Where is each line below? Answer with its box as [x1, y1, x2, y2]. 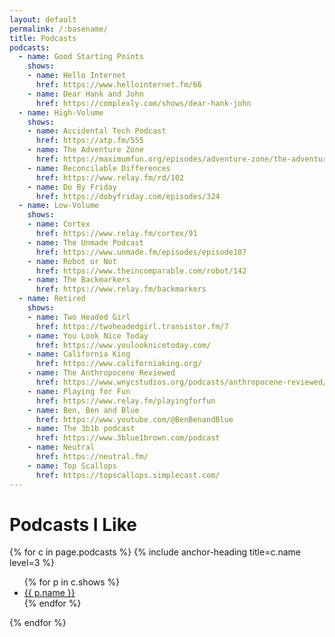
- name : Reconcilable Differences [27, 163, 171, 173]
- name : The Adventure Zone [27, 145, 144, 155]
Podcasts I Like [9, 513, 137, 536]
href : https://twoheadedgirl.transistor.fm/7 [35, 321, 229, 331]
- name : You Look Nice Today [27, 331, 149, 341]
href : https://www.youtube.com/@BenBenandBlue [35, 414, 234, 425]
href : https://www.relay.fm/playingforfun [35, 396, 216, 406]
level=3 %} [9, 557, 55, 569]
